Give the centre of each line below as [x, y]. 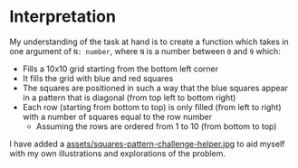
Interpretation [62, 17]
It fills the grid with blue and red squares [98, 78]
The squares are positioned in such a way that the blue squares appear [155, 88]
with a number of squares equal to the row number [117, 117]
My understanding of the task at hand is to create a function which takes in [149, 42]
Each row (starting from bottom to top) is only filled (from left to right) [152, 107]
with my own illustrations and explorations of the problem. [118, 153]
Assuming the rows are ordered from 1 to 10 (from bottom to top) [156, 126]
